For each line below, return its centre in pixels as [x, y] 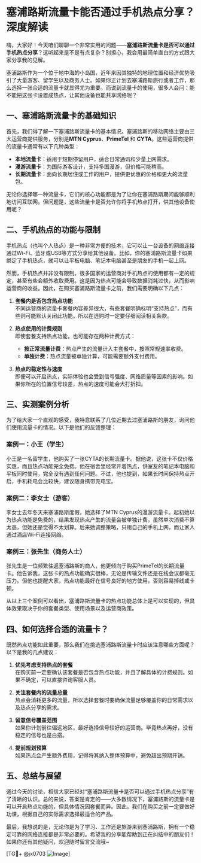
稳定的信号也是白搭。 [41, 735]
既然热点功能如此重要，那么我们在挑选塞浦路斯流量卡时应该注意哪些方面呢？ [100, 645]
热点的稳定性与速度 [39, 369]
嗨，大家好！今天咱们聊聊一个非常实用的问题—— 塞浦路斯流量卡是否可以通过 [100, 45]
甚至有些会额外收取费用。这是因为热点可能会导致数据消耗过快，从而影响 [106, 280]
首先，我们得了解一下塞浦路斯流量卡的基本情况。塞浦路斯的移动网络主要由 [98, 131]
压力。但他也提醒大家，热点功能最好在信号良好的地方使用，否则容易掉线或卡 [100, 581]
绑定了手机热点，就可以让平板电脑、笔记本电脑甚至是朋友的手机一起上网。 [98, 260]
